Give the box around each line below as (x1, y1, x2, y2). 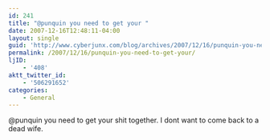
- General (22, 94, 56, 102)
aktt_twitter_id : (8, 71, 67, 79)
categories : (8, 86, 48, 94)
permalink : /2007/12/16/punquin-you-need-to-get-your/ (8, 49, 196, 57)
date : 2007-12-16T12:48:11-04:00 (8, 26, 121, 34)
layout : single (8, 34, 59, 42)
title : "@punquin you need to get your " (8, 19, 149, 27)
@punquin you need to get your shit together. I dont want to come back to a (8, 115, 260, 125)
